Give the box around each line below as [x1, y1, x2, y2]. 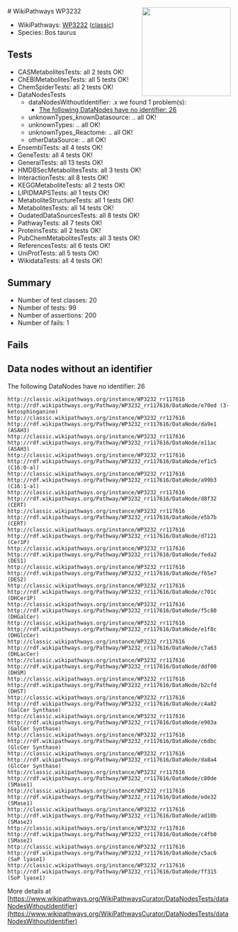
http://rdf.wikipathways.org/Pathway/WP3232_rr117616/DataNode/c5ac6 [7, 849, 217, 857]
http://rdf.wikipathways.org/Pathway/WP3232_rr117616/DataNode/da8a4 [7, 756, 217, 763]
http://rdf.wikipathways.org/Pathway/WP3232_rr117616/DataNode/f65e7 [7, 570, 217, 577]
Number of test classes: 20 [17, 296, 97, 304]
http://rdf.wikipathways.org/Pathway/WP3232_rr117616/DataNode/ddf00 [7, 663, 217, 670]
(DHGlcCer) [7, 632, 40, 639]
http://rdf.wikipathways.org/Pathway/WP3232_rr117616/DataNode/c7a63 [7, 644, 217, 651]
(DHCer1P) [7, 595, 37, 602]
